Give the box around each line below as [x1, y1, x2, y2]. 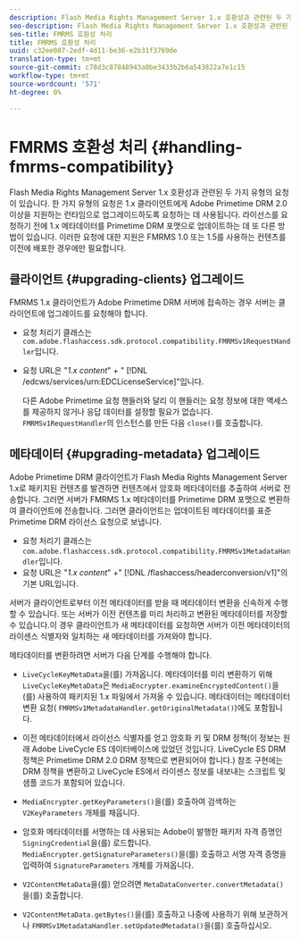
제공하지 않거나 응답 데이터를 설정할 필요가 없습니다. [31, 407, 213, 417]
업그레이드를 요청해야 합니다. [47, 308, 148, 319]
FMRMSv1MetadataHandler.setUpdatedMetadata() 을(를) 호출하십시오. [31, 920, 272, 931]
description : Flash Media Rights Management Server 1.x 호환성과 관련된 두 [9, 13, 283, 22]
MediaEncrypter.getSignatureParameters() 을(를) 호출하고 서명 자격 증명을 [21, 849, 287, 859]
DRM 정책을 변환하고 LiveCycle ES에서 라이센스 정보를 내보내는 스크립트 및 [21, 766, 286, 777]
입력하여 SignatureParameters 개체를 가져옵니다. [21, 859, 195, 871]
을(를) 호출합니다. [21, 890, 84, 901]
